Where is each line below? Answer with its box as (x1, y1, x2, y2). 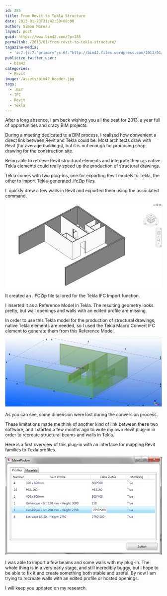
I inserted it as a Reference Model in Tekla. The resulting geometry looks (5, 302, 154, 308)
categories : (5, 66, 30, 71)
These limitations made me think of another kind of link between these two (5, 421, 158, 427)
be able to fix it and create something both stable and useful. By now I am (5, 570, 156, 576)
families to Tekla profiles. (5, 447, 57, 453)
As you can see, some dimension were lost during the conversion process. (5, 412, 158, 418)
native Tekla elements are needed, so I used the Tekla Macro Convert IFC (5, 322, 156, 328)
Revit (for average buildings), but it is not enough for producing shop (5, 143, 146, 149)
